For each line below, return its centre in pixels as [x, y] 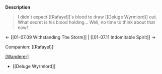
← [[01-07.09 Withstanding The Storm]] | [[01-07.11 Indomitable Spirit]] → [80, 37]
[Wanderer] [17, 56]
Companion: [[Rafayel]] [29, 47]
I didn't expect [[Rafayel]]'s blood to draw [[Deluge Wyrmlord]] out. [87, 17]
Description [18, 7]
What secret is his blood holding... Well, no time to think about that [86, 22]
